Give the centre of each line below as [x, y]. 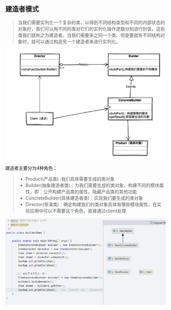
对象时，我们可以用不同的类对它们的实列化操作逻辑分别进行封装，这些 [91, 29]
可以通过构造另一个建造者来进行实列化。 [78, 41]
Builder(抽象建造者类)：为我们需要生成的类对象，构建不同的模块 [92, 185]
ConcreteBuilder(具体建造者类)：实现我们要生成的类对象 [84, 198]
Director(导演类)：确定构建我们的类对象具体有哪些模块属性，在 [91, 204]
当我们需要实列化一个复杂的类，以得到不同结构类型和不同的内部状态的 [91, 22]
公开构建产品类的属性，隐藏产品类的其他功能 [90, 191]
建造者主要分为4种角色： [31, 168]
